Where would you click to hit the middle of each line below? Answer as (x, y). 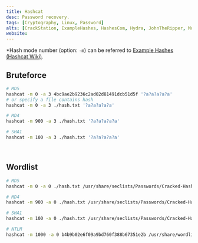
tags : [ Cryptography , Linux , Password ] (55, 22)
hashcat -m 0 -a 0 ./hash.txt (43, 186)
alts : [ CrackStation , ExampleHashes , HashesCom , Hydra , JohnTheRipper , (96, 28)
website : (17, 34)
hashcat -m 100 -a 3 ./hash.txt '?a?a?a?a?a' (63, 137)
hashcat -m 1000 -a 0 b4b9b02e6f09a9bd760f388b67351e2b (76, 234)
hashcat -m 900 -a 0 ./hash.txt (46, 202)
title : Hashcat (25, 12)
